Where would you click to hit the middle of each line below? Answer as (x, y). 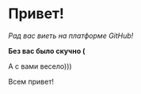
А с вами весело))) (40, 66)
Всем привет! (31, 81)
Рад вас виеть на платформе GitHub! (71, 36)
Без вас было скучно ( (47, 51)
